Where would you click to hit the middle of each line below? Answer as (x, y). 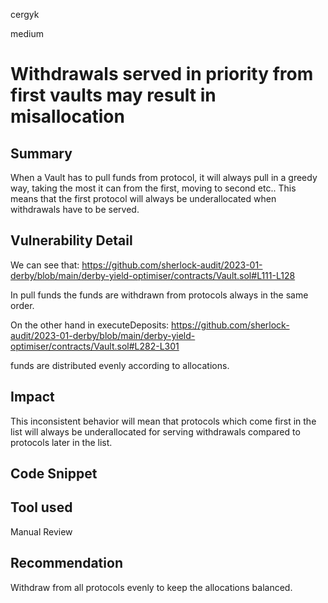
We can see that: (45, 265)
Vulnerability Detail (71, 240)
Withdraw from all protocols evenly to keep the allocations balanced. (151, 587)
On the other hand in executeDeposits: (90, 325)
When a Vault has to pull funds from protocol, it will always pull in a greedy (164, 177)
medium (27, 33)
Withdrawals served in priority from (162, 74)
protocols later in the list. (61, 442)
